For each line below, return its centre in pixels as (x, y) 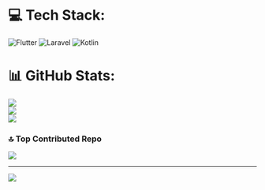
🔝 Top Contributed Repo (55, 139)
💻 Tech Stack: (57, 15)
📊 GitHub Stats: (62, 76)
